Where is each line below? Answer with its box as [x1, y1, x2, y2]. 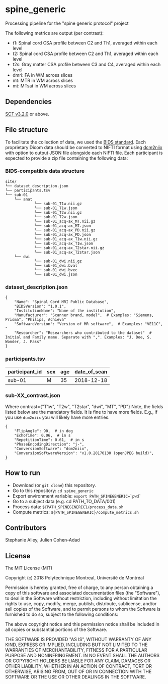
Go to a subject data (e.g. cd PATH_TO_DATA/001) [12, 498, 116, 504]
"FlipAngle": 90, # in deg [14, 428, 73, 433]
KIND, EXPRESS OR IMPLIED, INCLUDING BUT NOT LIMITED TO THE [5, 642, 148, 648]
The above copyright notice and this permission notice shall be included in [5, 621, 159, 627]
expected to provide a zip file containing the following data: [5, 155, 128, 161]
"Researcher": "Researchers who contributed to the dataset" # [14, 330, 152, 335]
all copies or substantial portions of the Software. [5, 626, 107, 632]
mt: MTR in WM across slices [12, 77, 73, 83]
